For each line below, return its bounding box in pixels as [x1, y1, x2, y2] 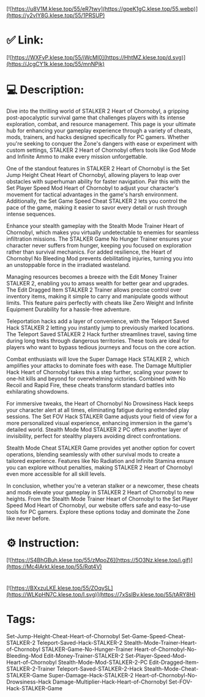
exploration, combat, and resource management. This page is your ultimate [6, 120, 196, 127]
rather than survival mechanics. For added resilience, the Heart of [6, 248, 173, 255]
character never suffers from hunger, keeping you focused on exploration [6, 241, 192, 249]
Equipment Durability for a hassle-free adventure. [6, 306, 132, 313]
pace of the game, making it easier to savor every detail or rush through [6, 203, 188, 211]
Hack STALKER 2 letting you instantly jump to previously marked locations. [6, 324, 195, 331]
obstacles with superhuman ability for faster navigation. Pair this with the [6, 178, 190, 185]
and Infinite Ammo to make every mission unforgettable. [6, 153, 148, 160]
